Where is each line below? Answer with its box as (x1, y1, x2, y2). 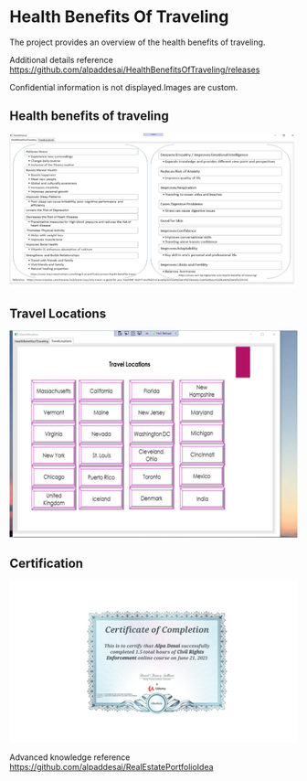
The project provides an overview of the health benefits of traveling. (9, 37, 266, 48)
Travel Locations (9, 305, 107, 321)
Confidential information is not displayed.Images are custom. (9, 81, 238, 92)
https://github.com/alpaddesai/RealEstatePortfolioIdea (9, 761, 214, 772)
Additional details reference (9, 54, 114, 65)
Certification (9, 555, 84, 571)
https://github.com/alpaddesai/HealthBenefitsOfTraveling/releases (9, 64, 260, 75)
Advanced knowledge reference (9, 752, 131, 763)
